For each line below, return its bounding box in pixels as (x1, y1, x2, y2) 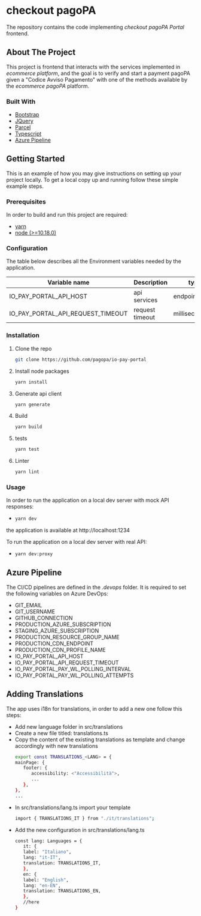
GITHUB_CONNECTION (14, 614, 73, 621)
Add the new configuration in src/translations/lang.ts (14, 826, 145, 833)
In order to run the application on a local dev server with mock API (6, 496, 169, 504)
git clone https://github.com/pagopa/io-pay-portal (14, 357, 147, 363)
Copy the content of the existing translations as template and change (14, 736, 185, 743)
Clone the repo (14, 345, 52, 352)
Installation (6, 331, 40, 340)
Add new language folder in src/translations (14, 723, 123, 730)
